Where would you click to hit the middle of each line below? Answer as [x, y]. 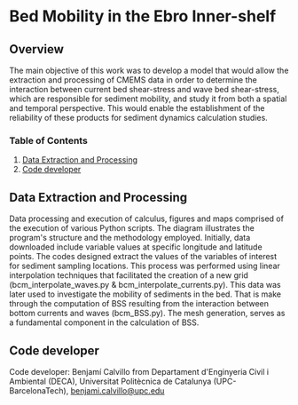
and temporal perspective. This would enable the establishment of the [137, 108]
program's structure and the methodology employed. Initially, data [130, 238]
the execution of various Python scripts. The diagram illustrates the [132, 228]
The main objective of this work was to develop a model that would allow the [149, 70]
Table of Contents [49, 140]
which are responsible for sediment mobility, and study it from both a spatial [148, 99]
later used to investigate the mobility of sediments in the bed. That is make [145, 294]
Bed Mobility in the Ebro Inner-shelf [143, 16]
